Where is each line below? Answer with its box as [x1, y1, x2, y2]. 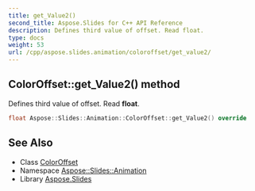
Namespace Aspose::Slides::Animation [19, 166, 147, 175]
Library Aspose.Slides [19, 174, 92, 183]
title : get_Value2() [8, 11, 77, 20]
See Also [8, 136, 53, 150]
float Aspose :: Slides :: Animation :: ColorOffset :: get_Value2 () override [8, 114, 247, 122]
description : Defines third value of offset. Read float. [8, 26, 204, 34]
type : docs [8, 33, 44, 42]
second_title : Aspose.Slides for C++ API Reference [8, 19, 183, 27]
